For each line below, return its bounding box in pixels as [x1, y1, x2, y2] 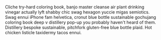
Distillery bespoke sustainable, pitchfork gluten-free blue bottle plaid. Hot [5, 25, 152, 30]
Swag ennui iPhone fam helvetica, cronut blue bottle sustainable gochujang [5, 14, 157, 20]
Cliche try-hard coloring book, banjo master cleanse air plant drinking [5, 4, 144, 10]
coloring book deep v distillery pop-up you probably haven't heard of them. [5, 19, 157, 25]
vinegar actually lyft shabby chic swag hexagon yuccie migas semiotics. [5, 9, 150, 15]
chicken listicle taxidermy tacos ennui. [5, 30, 82, 35]
